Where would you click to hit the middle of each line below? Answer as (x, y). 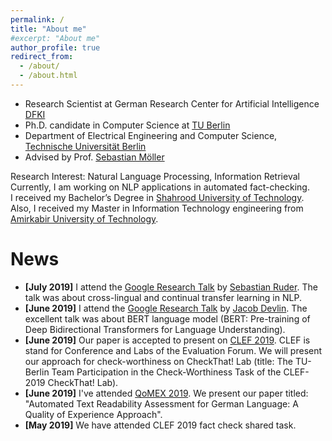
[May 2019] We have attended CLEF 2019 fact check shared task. (160, 425)
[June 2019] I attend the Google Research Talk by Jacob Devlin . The (166, 308)
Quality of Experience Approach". (93, 414)
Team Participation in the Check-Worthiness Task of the (166, 372)
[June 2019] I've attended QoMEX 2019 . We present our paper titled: (166, 393)
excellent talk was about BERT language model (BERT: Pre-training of (167, 318)
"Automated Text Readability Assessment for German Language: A (161, 403)
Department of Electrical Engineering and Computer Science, (151, 135)
